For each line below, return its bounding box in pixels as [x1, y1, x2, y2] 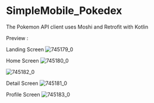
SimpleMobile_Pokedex [6, 4, 123, 17]
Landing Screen [6, 45, 44, 53]
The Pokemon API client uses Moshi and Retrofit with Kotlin [6, 23, 149, 30]
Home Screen [6, 57, 39, 64]
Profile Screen [6, 91, 41, 98]
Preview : [6, 34, 29, 41]
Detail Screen [6, 80, 39, 87]
